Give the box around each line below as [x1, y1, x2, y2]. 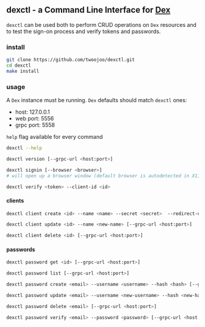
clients [6, 197, 24, 204]
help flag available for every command [6, 133, 103, 141]
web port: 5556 [15, 115, 54, 122]
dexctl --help [6, 145, 43, 152]
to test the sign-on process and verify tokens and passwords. [6, 28, 161, 35]
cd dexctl [6, 62, 32, 68]
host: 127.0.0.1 [15, 108, 50, 116]
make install [6, 68, 40, 74]
